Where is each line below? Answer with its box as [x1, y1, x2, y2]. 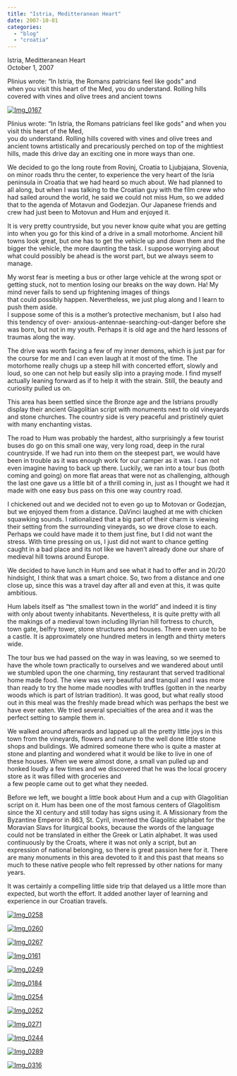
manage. [7, 259, 33, 268]
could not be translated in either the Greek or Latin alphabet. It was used [7, 830, 218, 840]
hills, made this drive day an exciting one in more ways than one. [7, 150, 195, 158]
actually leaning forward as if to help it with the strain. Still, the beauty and [7, 377, 223, 385]
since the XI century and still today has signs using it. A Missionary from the [7, 809, 228, 817]
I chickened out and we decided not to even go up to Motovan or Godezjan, [7, 500, 227, 509]
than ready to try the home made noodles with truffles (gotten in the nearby [7, 684, 227, 692]
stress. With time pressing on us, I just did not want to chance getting [7, 538, 209, 546]
